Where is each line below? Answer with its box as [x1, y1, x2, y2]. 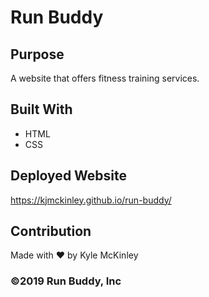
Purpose [10, 46, 65, 63]
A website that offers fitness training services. [10, 72, 200, 84]
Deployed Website [10, 167, 128, 185]
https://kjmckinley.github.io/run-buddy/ [10, 194, 172, 206]
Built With [10, 101, 73, 118]
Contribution [10, 223, 92, 240]
